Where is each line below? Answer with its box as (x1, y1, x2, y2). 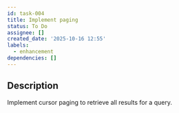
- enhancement (13, 49, 54, 55)
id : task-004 (7, 10, 45, 17)
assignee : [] (7, 29, 45, 36)
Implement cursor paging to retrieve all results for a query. (7, 98, 172, 106)
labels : (7, 42, 30, 49)
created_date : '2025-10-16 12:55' (7, 36, 107, 42)
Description (7, 80, 59, 92)
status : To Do (7, 23, 48, 29)
